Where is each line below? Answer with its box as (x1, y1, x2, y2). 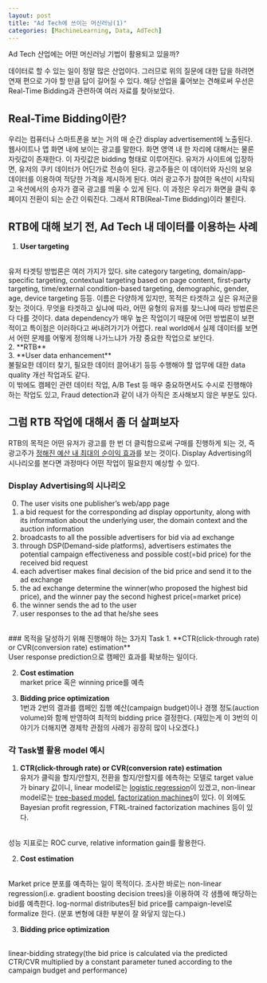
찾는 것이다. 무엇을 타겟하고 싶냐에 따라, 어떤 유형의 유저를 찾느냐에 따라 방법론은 (8, 304, 259, 313)
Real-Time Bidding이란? (8, 112, 128, 125)
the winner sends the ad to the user (19, 600, 137, 610)
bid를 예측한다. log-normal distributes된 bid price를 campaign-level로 (8, 898, 233, 909)
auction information (19, 524, 84, 534)
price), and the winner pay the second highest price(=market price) (19, 592, 241, 602)
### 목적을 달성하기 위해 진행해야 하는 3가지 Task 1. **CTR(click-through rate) (8, 634, 260, 643)
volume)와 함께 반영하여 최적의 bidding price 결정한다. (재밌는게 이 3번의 (19, 713, 249, 722)
